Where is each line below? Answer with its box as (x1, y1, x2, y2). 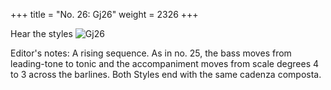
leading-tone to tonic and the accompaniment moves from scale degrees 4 (10, 58, 320, 69)
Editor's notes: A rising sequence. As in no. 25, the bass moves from (10, 47, 292, 59)
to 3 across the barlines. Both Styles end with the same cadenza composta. (10, 69, 322, 80)
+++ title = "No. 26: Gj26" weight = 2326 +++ (10, 9, 199, 20)
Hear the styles (10, 28, 73, 39)
